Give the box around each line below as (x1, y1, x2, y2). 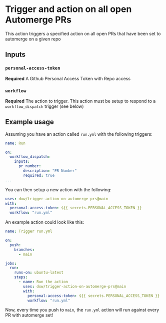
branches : (14, 247, 35, 252)
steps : (14, 275, 28, 280)
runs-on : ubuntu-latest (14, 270, 64, 275)
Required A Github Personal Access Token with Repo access (5, 75, 131, 81)
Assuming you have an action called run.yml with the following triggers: (5, 131, 152, 137)
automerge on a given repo (5, 36, 61, 42)
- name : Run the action (18, 280, 68, 285)
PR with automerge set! (5, 312, 53, 318)
